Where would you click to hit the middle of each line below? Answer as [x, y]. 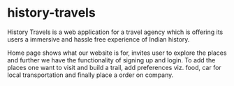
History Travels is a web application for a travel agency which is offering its [115, 32]
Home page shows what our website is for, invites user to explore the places [117, 53]
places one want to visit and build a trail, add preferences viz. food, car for [114, 67]
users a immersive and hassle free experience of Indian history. [98, 39]
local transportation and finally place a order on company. [90, 75]
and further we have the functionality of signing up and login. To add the [111, 60]
